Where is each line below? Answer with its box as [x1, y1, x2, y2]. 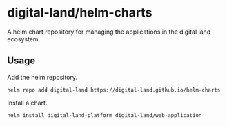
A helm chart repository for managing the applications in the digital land [7, 28, 211, 36]
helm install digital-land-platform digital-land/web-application [7, 112, 202, 118]
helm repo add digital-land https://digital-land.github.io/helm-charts [7, 86, 221, 94]
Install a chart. [7, 98, 48, 107]
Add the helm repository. [7, 73, 78, 81]
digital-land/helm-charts [7, 5, 152, 21]
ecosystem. [7, 34, 41, 43]
